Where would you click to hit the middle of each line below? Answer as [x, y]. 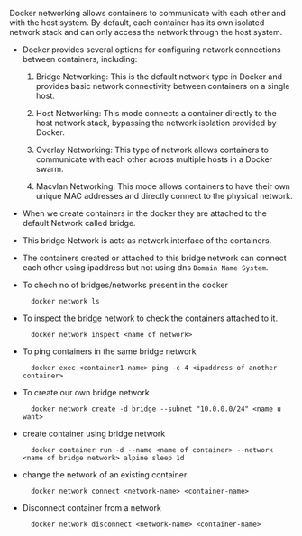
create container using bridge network [94, 433]
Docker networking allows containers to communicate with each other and [148, 13]
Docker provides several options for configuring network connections [151, 50]
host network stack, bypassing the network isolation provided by [156, 123]
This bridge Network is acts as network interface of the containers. [147, 241]
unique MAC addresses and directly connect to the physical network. [164, 196]
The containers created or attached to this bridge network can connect [154, 258]
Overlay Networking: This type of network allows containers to [152, 150]
